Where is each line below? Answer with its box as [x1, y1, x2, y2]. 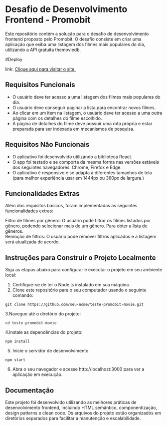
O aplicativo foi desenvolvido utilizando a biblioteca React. [12, 154, 133, 160]
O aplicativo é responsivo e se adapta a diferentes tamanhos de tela [12, 169, 152, 176]
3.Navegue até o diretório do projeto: [5, 311, 81, 317]
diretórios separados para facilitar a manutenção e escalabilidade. [5, 415, 141, 421]
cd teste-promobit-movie [5, 320, 57, 326]
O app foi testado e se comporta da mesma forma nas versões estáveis [12, 159, 160, 165]
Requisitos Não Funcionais [5, 140, 90, 149]
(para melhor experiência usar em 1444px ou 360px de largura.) [12, 175, 145, 181]
